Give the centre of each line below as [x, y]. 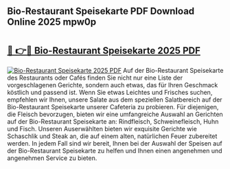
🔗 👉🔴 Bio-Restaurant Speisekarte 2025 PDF [104, 50]
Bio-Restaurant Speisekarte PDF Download [101, 11]
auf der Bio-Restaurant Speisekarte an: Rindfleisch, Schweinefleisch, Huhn [113, 122]
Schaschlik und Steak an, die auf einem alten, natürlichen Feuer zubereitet [112, 136]
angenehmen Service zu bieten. [52, 158]
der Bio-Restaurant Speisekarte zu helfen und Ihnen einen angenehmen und [115, 151]
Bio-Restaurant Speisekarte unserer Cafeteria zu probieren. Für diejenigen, [113, 107]
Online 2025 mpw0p [52, 22]
